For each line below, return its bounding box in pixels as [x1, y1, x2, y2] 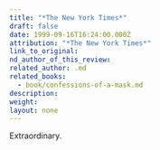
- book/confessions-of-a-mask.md [17, 80, 144, 89]
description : [9, 89, 59, 98]
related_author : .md [9, 64, 88, 73]
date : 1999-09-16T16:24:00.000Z [9, 30, 131, 39]
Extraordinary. [9, 130, 62, 141]
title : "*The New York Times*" [9, 13, 127, 23]
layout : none [9, 106, 59, 115]
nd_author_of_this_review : [9, 55, 111, 64]
